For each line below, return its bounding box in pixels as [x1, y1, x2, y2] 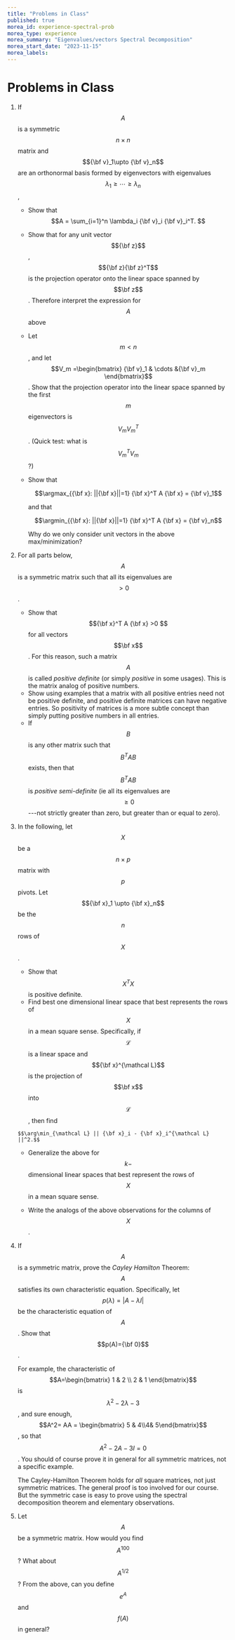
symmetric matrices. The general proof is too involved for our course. [17, 1483, 219, 1491]
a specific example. [17, 1462, 74, 1470]
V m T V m [118, 448, 139, 459]
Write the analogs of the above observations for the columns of [27, 1206, 212, 1214]
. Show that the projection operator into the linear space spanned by [27, 383, 226, 391]
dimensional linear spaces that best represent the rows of [27, 1171, 195, 1179]
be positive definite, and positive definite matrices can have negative [27, 696, 227, 705]
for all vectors [27, 630, 68, 638]
